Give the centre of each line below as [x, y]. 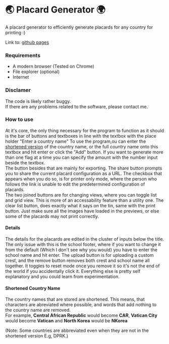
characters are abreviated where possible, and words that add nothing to [81, 305]
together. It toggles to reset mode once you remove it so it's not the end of [82, 266]
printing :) [15, 32]
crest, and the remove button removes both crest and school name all [77, 261]
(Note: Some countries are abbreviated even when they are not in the [77, 330]
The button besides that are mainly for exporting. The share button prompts [84, 168]
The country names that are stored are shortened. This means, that [75, 299]
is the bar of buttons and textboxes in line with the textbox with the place [81, 136]
